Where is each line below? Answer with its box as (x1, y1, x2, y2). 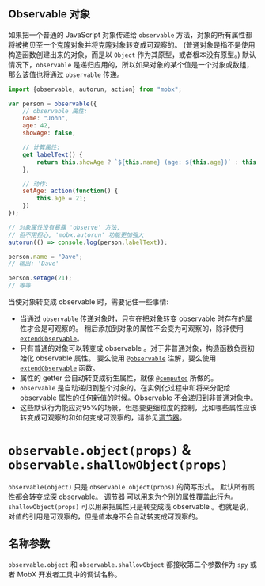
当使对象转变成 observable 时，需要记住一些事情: (8, 297, 168, 306)
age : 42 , (22, 122, 51, 130)
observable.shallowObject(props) (8, 458, 229, 473)
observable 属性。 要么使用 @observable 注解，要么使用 (35, 353, 217, 363)
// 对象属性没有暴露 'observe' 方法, (8, 223, 121, 231)
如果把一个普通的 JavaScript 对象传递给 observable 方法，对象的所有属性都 (8, 30, 253, 40)
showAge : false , (22, 129, 77, 137)
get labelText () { (22, 150, 83, 158)
